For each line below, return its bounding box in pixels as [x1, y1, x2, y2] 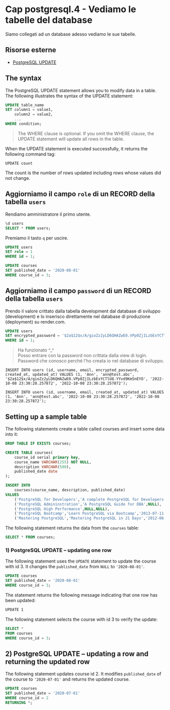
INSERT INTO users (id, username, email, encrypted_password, [5, 368, 139, 373]
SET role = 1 [5, 249, 33, 254]
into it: [5, 431, 19, 437]
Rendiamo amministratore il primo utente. [5, 211, 91, 217]
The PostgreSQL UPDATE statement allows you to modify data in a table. [5, 87, 157, 93]
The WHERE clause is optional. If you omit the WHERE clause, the [17, 130, 154, 136]
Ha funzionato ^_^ [17, 347, 54, 353]
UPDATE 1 [5, 607, 24, 612]
